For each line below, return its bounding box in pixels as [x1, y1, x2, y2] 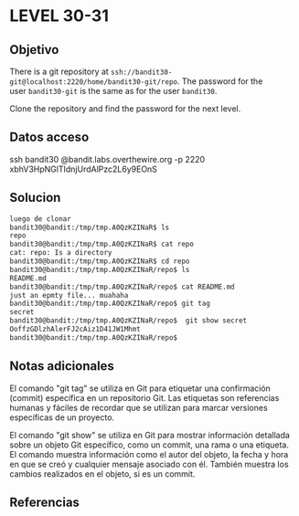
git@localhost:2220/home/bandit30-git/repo [9, 78, 178, 87]
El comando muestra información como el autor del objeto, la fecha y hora [9, 448, 289, 459]
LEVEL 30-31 [9, 5, 110, 26]
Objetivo [9, 42, 59, 58]
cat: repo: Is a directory [9, 248, 112, 258]
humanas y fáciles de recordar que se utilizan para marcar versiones [9, 402, 268, 413]
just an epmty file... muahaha [9, 290, 129, 300]
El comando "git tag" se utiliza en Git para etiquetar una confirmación [9, 383, 272, 394]
